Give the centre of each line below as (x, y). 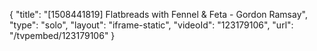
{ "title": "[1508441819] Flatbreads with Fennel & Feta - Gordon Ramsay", (158, 14)
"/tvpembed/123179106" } (62, 35)
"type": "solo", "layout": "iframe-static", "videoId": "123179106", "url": (151, 25)
